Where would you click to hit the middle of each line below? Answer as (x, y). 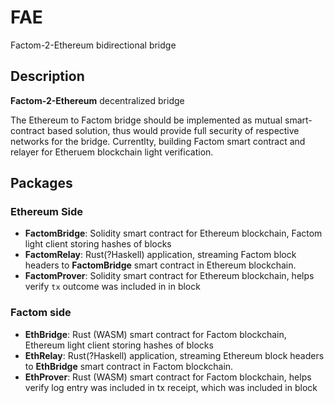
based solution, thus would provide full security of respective (173, 130)
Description (47, 76)
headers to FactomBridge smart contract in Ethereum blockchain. (160, 265)
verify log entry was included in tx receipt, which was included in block (171, 387)
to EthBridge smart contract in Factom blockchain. (129, 366)
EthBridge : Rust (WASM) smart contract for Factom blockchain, (155, 334)
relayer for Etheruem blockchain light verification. (112, 152)
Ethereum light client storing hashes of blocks (119, 345)
